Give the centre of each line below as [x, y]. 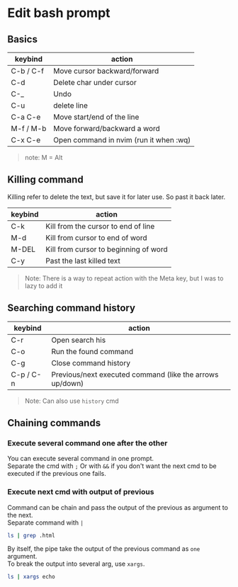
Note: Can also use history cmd [72, 401]
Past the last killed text [83, 261]
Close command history [91, 363]
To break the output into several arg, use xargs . [76, 564]
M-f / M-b [29, 129]
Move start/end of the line [96, 117]
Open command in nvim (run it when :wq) [122, 140]
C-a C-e [26, 117]
